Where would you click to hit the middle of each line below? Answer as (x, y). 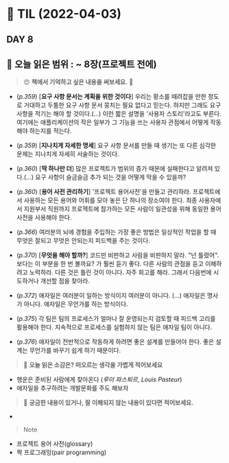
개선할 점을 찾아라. (65, 281)
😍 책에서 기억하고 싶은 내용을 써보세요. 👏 (78, 82)
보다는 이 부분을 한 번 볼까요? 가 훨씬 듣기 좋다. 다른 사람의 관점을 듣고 (110, 264)
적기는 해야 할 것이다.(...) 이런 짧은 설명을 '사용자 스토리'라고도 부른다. (128, 114)
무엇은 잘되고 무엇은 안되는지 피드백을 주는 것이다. (83, 241)
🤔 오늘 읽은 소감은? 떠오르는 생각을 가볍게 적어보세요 (93, 365)
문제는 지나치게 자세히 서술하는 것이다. (68, 154)
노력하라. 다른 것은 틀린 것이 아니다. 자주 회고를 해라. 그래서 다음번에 (120, 272)
